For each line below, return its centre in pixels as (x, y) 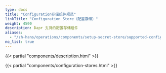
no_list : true (20, 42)
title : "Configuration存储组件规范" (41, 14)
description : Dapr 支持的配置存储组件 (41, 28)
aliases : (14, 33)
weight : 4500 (19, 23)
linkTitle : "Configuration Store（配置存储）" (52, 19)
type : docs (16, 10)
